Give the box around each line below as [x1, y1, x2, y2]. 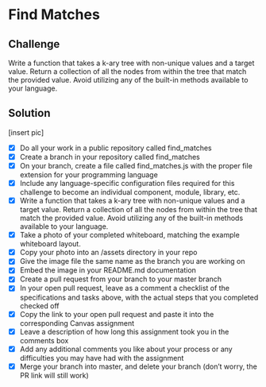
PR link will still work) [19, 370, 89, 380]
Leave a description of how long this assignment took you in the [19, 327, 229, 336]
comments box [19, 335, 69, 345]
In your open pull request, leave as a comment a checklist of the [19, 284, 230, 293]
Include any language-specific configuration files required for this [19, 179, 235, 188]
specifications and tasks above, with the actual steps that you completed [19, 292, 259, 302]
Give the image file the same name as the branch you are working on [19, 257, 245, 266]
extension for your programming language [19, 170, 159, 180]
